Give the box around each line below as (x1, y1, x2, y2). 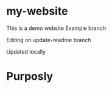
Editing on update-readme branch (6, 36, 91, 43)
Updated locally (6, 48, 46, 55)
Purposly (6, 69, 54, 84)
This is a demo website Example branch (6, 24, 107, 32)
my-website (6, 4, 68, 18)
